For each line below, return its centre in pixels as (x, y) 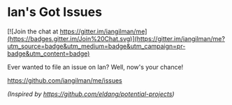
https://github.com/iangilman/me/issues (65, 80)
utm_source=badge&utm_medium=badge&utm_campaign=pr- (96, 46)
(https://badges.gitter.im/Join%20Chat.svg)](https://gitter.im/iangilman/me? (116, 38)
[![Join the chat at (33, 31)
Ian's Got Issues (55, 12)
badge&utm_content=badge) (49, 54)
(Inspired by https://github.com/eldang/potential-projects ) (91, 94)
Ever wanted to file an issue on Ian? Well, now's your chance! (95, 67)
